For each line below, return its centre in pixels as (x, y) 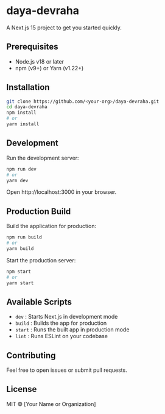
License (22, 389)
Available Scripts (39, 302)
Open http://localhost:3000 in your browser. (61, 192)
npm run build (24, 237)
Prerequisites (32, 47)
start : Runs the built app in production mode (72, 330)
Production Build (39, 211)
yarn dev (17, 180)
